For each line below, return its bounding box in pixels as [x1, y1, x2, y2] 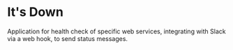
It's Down [7, 4, 64, 20]
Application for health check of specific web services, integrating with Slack [7, 27, 226, 35]
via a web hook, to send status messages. [7, 34, 128, 42]
